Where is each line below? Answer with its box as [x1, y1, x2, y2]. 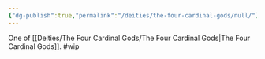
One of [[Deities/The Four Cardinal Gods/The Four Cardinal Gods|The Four [8, 33, 251, 42]
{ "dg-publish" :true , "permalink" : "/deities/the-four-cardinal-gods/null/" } [8, 11, 259, 20]
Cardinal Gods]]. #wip [8, 41, 80, 51]
